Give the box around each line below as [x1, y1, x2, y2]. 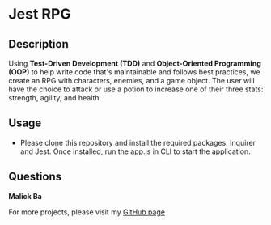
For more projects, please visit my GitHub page [8, 207, 166, 217]
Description [8, 37, 69, 51]
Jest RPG [8, 5, 71, 23]
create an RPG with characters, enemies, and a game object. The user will [8, 76, 255, 85]
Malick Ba [8, 191, 42, 201]
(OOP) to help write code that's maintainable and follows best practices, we [8, 67, 260, 77]
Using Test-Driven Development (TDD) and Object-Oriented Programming [8, 58, 261, 68]
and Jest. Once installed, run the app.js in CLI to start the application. [19, 146, 251, 156]
